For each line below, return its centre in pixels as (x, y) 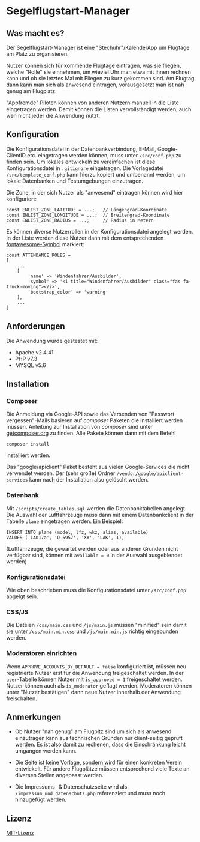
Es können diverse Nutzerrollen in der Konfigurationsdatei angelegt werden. (100, 231)
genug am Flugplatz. (31, 91)
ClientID (16, 155)
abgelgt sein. (22, 596)
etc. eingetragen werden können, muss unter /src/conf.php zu (104, 155)
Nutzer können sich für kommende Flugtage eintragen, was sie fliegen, (94, 65)
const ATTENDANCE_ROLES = (38, 255)
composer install (28, 444)
